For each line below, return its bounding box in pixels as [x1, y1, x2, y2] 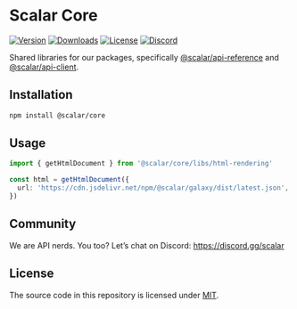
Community [9, 216, 77, 232]
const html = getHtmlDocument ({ [9, 175, 129, 184]
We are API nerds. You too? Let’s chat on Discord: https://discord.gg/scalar [9, 240, 285, 250]
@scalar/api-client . [9, 61, 79, 72]
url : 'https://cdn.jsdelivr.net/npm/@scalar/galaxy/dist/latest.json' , [17, 183, 290, 192]
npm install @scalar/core [9, 110, 105, 120]
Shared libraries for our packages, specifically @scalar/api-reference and [9, 52, 279, 62]
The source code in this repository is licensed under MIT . [9, 289, 219, 300]
